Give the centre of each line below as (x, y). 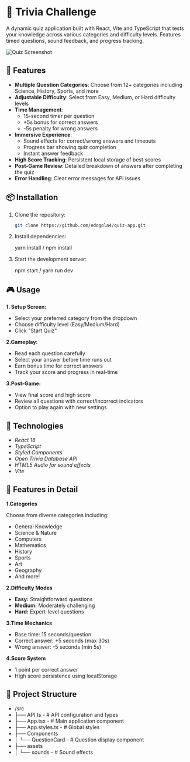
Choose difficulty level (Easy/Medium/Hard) (67, 325)
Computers (28, 539)
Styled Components (38, 453)
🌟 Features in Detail (42, 490)
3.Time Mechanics (29, 623)
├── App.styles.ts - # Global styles (57, 727)
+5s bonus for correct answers (61, 122)
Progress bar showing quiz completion (70, 147)
